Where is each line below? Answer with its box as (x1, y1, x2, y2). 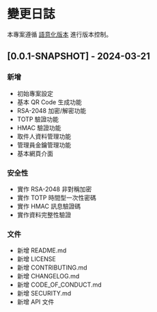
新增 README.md (16, 246, 67, 254)
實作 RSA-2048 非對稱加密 (16, 184, 92, 193)
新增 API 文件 (16, 298, 55, 306)
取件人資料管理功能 (16, 132, 72, 141)
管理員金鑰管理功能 (16, 141, 72, 149)
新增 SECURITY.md (16, 289, 72, 298)
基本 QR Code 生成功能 (16, 97, 82, 106)
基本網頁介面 (16, 149, 53, 158)
